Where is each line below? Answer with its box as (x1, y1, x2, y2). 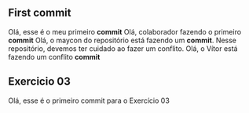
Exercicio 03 (8, 75, 71, 89)
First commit (8, 6, 71, 20)
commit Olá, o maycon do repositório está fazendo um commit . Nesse (8, 35, 237, 45)
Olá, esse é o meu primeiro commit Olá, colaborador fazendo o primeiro (8, 27, 242, 36)
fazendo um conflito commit (8, 52, 101, 61)
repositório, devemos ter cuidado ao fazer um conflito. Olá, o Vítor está (8, 43, 238, 53)
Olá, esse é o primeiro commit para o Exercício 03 (8, 96, 170, 105)
